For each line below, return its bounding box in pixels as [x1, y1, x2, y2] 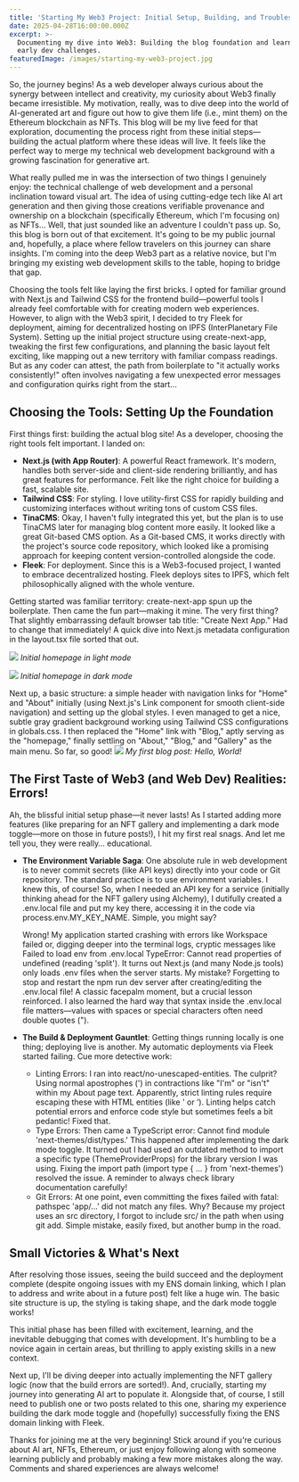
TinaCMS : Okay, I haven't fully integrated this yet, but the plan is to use [21, 512, 284, 523]
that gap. [9, 267, 43, 277]
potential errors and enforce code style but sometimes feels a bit [35, 1105, 273, 1116]
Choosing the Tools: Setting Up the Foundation [9, 405, 274, 420]
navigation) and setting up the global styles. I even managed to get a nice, [9, 707, 280, 717]
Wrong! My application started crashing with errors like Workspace [21, 929, 269, 940]
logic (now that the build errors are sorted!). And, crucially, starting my [9, 1379, 267, 1390]
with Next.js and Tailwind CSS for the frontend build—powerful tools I [9, 294, 264, 304]
